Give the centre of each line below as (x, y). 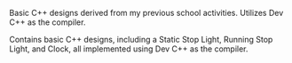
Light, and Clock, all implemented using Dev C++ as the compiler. (129, 49)
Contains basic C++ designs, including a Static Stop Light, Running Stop (141, 39)
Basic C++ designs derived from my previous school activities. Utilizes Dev (146, 13)
